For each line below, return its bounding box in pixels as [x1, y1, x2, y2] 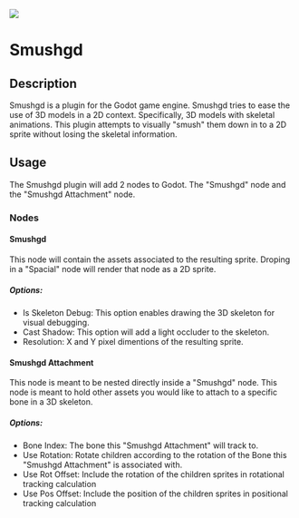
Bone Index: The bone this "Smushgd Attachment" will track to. [22, 440, 259, 451]
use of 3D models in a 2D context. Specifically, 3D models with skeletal [9, 110, 275, 120]
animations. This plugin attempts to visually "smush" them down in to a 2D [9, 119, 287, 130]
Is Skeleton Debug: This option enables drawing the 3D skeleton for [22, 307, 275, 318]
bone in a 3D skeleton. [9, 396, 93, 407]
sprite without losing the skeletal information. [9, 129, 178, 140]
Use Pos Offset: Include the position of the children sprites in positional [22, 488, 288, 499]
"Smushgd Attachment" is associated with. [22, 459, 183, 471]
